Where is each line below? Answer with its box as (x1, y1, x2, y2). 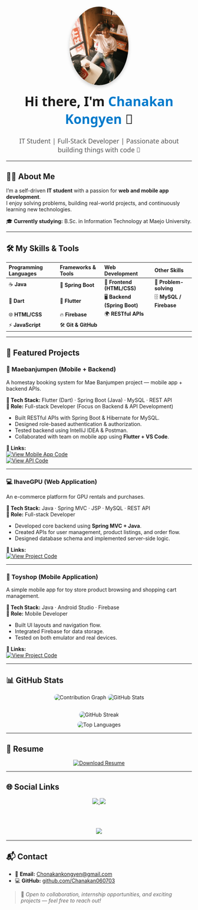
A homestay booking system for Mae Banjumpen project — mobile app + (6, 378, 183, 386)
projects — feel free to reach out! (20, 897, 101, 904)
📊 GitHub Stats (6, 675, 64, 685)
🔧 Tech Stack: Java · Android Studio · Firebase (6, 604, 120, 611)
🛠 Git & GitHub (60, 321, 98, 328)
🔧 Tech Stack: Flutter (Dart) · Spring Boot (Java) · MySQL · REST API (6, 396, 173, 404)
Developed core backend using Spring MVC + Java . (14, 522, 142, 529)
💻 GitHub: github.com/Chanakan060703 (14, 877, 115, 884)
